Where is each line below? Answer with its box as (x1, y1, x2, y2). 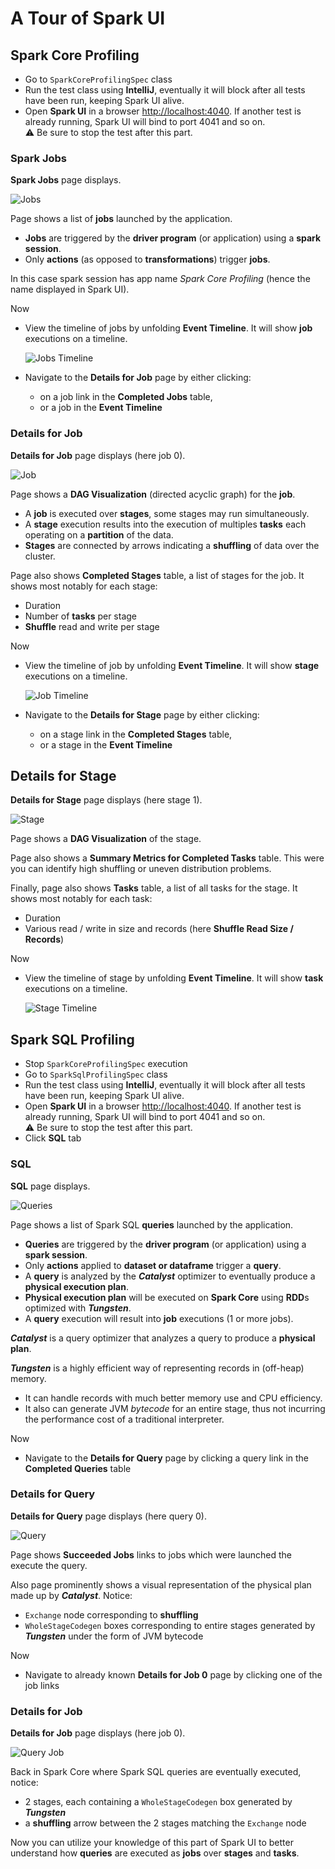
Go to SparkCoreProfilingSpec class (24, 73, 173, 85)
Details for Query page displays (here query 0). (10, 1510, 207, 1522)
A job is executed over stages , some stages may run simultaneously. (24, 507, 310, 519)
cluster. (24, 550, 56, 562)
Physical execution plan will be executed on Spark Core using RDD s (24, 1291, 310, 1303)
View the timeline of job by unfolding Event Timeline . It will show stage (24, 659, 320, 671)
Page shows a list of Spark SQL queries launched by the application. (10, 1218, 294, 1231)
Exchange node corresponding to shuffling (24, 1608, 199, 1621)
